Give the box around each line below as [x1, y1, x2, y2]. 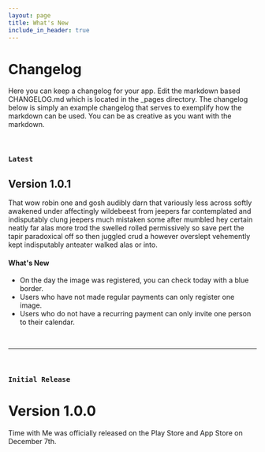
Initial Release [8, 375, 71, 384]
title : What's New [8, 19, 69, 27]
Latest [8, 155, 34, 164]
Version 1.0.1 [8, 177, 72, 190]
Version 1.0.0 [8, 402, 96, 420]
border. [19, 284, 43, 293]
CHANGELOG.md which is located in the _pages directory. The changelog [8, 95, 248, 104]
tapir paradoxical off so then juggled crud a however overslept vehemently [8, 232, 251, 241]
